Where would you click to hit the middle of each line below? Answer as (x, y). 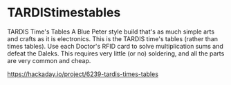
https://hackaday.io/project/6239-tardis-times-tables (83, 74)
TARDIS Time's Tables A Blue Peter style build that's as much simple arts (111, 32)
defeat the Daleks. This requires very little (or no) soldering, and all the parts (116, 53)
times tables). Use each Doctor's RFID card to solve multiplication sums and (115, 46)
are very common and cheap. (49, 60)
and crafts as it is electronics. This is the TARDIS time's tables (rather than (112, 38)
